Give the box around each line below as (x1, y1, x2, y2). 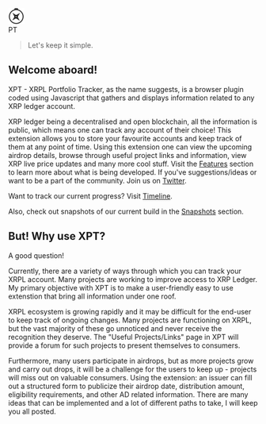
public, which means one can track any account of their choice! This (8, 125, 232, 134)
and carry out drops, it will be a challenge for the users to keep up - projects (8, 364, 257, 374)
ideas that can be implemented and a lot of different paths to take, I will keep (8, 398, 259, 407)
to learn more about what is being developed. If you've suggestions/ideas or (8, 167, 257, 177)
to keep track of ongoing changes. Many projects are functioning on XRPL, (8, 315, 252, 325)
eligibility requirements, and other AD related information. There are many (8, 389, 249, 399)
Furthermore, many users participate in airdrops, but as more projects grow (8, 356, 254, 365)
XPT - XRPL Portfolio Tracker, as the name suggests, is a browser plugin (8, 84, 244, 94)
